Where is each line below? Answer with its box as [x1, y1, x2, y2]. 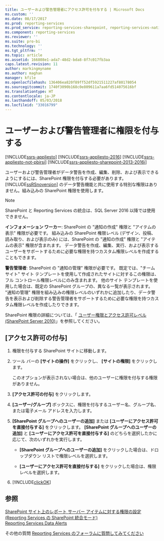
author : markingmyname [5, 67, 51, 71]
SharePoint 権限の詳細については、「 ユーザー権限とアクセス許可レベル [5, 312, 147, 318]
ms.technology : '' [5, 44, 42, 48]
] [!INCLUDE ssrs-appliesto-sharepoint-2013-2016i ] [44, 159, 147, 165]
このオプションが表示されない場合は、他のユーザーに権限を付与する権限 [12, 375, 158, 381]
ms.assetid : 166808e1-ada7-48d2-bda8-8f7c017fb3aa [5, 57, 110, 62]
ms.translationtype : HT [5, 89, 54, 94]
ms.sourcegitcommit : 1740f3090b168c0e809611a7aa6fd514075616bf [5, 84, 137, 90]
